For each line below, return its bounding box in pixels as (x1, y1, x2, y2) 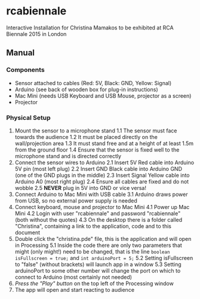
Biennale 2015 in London (6, 30, 67, 37)
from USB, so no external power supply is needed (14, 197, 137, 204)
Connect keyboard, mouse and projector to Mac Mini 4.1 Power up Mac (14, 203, 190, 210)
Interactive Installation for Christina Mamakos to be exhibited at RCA (6, 24, 174, 31)
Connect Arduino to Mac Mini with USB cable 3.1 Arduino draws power (14, 191, 188, 198)
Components (6, 66, 45, 74)
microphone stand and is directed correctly (14, 152, 121, 159)
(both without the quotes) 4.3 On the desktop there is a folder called (14, 216, 183, 223)
